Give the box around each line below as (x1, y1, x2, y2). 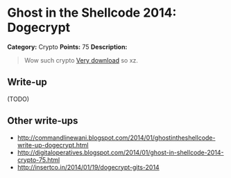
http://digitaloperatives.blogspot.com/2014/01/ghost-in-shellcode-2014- (17, 148, 224, 156)
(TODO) (7, 95, 30, 103)
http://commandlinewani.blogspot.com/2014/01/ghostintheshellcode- (17, 133, 216, 142)
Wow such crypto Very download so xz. (24, 56, 139, 64)
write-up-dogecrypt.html (17, 140, 89, 149)
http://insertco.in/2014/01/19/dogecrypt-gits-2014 (17, 163, 160, 171)
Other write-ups (7, 115, 78, 127)
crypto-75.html (17, 155, 60, 164)
